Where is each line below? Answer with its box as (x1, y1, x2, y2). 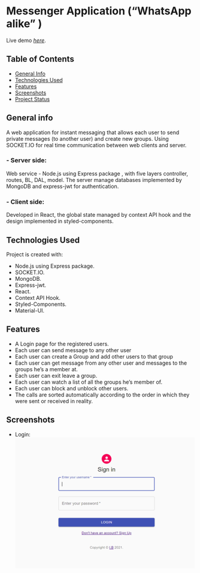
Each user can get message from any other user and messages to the (14, 359, 187, 366)
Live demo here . (6, 37, 46, 44)
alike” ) (6, 17, 43, 31)
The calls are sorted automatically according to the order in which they (14, 391, 190, 398)
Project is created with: (6, 250, 63, 258)
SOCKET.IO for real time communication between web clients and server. (6, 141, 187, 148)
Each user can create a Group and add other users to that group (14, 353, 174, 360)
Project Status (14, 95, 50, 102)
